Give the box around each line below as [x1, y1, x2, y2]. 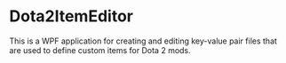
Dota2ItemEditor [9, 6, 133, 27]
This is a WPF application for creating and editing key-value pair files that [9, 35, 278, 46]
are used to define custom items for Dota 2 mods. [9, 44, 191, 55]
